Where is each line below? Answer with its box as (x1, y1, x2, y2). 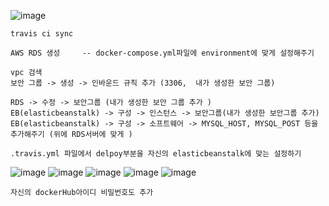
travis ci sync (10, 29, 74, 39)
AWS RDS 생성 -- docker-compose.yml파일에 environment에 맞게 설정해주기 (10, 48, 315, 58)
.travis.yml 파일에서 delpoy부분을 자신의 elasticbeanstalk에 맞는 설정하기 (10, 149, 302, 159)
